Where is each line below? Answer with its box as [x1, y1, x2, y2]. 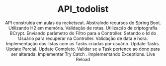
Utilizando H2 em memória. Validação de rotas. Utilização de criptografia [8, 25, 158, 31]
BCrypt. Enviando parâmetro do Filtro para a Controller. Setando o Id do [9, 30, 157, 36]
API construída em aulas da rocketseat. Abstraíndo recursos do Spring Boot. [5, 20, 161, 26]
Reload [76, 56, 90, 62]
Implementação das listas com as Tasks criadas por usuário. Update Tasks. [6, 40, 160, 46]
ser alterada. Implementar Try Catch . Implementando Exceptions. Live [11, 51, 155, 57]
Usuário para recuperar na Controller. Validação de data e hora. [18, 35, 148, 41]
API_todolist [57, 3, 109, 15]
